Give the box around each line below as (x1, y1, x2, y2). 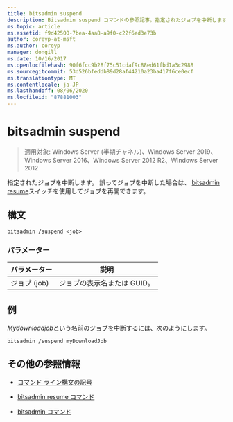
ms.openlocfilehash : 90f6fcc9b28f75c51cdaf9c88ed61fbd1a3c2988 (7, 62, 194, 69)
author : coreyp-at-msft (7, 36, 76, 43)
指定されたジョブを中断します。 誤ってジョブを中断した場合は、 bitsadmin (7, 178, 220, 186)
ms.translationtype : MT (7, 74, 76, 82)
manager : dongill (7, 49, 58, 56)
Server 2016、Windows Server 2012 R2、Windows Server (52, 156, 218, 164)
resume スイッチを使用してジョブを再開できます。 (7, 186, 150, 195)
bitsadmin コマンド (17, 407, 71, 416)
